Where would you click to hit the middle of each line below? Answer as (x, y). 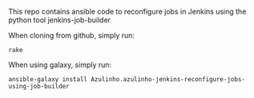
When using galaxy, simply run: (60, 65)
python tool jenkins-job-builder (59, 20)
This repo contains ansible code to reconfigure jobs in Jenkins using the (127, 12)
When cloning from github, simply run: (71, 35)
